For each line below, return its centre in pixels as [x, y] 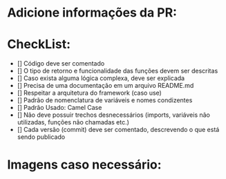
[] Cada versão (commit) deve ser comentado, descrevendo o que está [118, 130]
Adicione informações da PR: [92, 13]
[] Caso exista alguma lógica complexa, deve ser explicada [101, 78]
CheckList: [39, 45]
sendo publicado [41, 137]
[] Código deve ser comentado [61, 64]
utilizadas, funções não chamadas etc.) [73, 122]
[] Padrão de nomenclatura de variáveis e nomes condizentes [105, 100]
